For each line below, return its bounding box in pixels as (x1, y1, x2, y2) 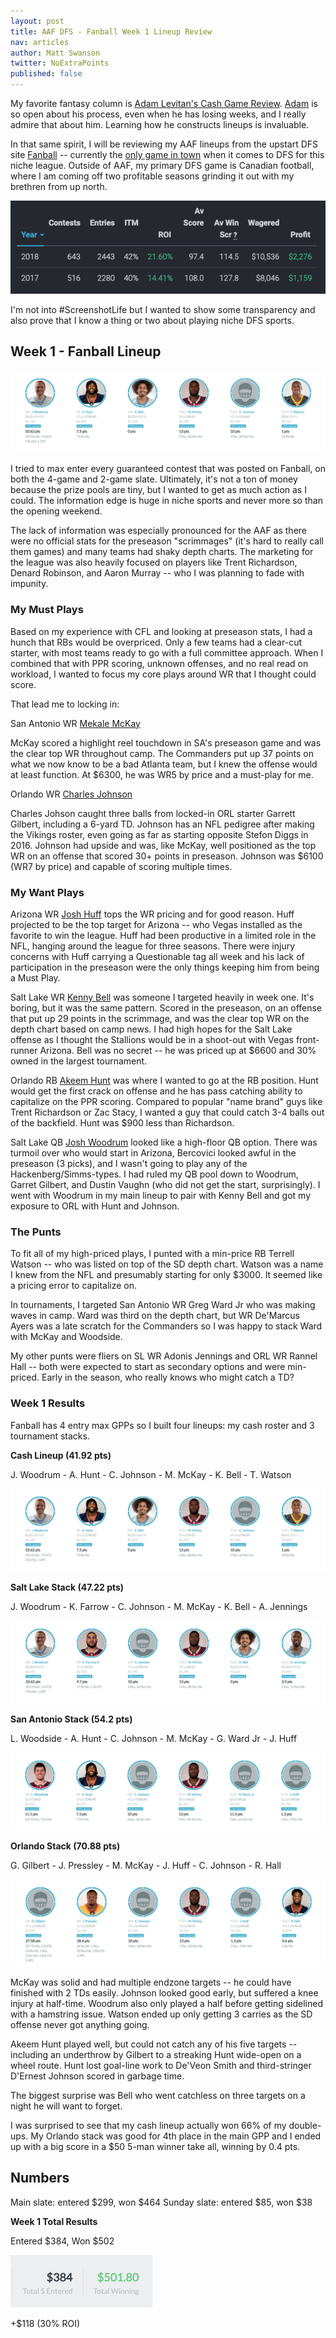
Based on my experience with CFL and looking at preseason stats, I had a (10, 625, 313, 637)
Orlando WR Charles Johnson (10, 788, 133, 800)
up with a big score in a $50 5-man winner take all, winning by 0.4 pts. (10, 2140, 301, 2152)
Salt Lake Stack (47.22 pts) (10, 1581, 125, 1593)
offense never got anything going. (10, 2018, 150, 2030)
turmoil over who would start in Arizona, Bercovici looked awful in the (10, 1147, 297, 1159)
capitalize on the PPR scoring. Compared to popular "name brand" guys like (10, 1096, 323, 1108)
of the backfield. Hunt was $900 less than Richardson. (10, 1117, 235, 1129)
